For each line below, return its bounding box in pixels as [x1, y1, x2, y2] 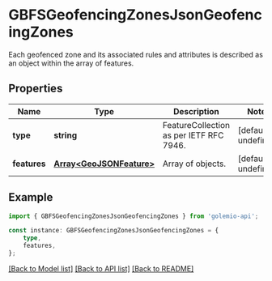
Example [8, 190, 53, 204]
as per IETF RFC [162, 130, 224, 141]
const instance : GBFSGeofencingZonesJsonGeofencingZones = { [8, 227, 219, 235]
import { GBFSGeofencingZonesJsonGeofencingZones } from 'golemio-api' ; [8, 212, 259, 220]
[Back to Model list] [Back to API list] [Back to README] [8, 263, 194, 273]
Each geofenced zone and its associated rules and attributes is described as [8, 49, 263, 59]
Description [172, 105, 220, 117]
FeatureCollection [162, 119, 231, 130]
